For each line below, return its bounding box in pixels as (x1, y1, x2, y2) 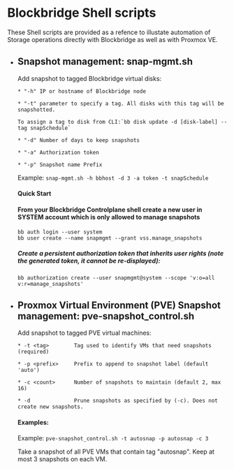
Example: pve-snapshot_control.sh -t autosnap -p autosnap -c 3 (17, 433, 209, 442)
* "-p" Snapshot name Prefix (17, 161, 103, 168)
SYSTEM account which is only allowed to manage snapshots (17, 212, 200, 221)
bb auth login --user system (17, 229, 103, 236)
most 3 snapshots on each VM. (17, 454, 108, 463)
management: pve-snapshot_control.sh (17, 310, 195, 322)
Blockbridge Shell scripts (7, 5, 156, 21)
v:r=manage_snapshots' (17, 280, 84, 287)
